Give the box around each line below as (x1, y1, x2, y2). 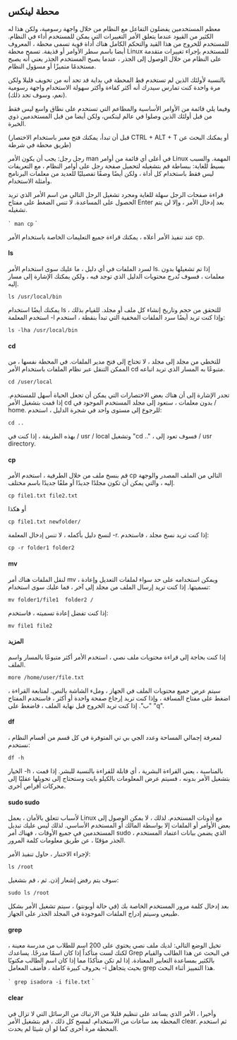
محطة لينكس (8, 6, 59, 18)
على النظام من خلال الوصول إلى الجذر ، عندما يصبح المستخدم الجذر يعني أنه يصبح (8, 54, 221, 63)
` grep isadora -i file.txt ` (8, 977, 95, 986)
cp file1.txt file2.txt (8, 492, 78, 500)
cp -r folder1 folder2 (8, 544, 75, 551)
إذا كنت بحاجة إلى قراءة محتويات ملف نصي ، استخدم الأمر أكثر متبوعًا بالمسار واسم (8, 652, 226, 661)
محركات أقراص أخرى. (8, 782, 66, 790)
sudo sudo (8, 798, 40, 806)
